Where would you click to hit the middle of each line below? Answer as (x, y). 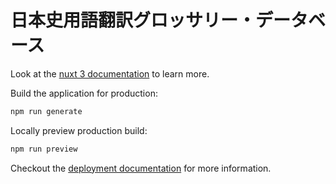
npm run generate (46, 111)
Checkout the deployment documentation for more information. (141, 168)
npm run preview (44, 149)
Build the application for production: (84, 93)
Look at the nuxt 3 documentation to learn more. (110, 73)
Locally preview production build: (79, 130)
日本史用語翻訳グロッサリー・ (133, 20)
